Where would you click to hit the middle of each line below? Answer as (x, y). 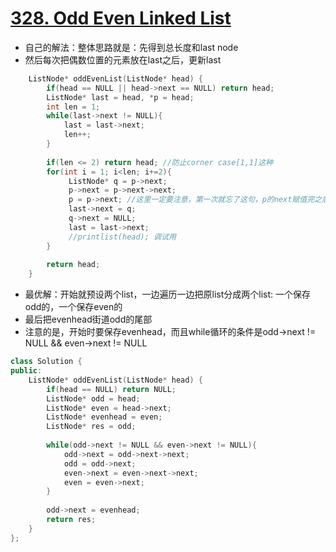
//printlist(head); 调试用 (122, 237)
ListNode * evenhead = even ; (104, 417)
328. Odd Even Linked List (121, 18)
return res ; (71, 520)
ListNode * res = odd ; (91, 427)
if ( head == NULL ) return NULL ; (111, 389)
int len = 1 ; (73, 107)
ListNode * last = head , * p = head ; (120, 97)
